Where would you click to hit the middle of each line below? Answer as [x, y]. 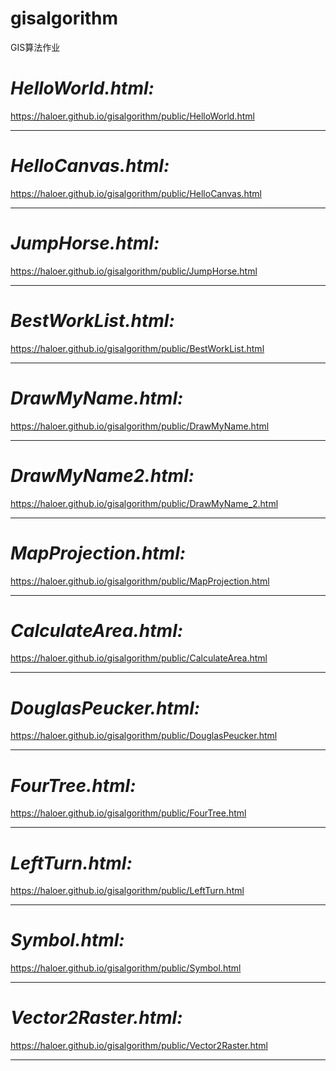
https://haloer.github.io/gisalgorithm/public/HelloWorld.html [132, 116]
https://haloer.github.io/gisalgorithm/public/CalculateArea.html [139, 658]
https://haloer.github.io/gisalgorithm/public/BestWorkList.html [137, 348]
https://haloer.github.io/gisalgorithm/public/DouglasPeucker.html [144, 736]
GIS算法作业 [35, 47]
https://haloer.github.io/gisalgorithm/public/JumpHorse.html [134, 271]
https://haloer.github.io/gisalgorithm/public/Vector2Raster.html [139, 1046]
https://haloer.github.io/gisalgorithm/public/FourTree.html [128, 813]
